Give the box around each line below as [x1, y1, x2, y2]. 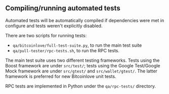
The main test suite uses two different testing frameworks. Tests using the [5, 57, 160, 63]
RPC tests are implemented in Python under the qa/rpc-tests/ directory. [5, 83, 156, 89]
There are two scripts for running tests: [5, 32, 87, 38]
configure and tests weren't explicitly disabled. [5, 23, 103, 29]
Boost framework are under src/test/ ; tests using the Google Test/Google [5, 62, 160, 68]
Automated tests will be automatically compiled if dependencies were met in [5, 17, 164, 23]
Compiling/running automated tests [5, 4, 120, 13]
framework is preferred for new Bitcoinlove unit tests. [5, 73, 116, 79]
